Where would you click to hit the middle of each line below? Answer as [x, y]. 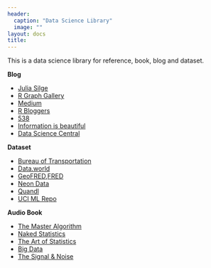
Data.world [34, 168]
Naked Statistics [42, 234]
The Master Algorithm [49, 226]
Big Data [30, 249]
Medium [30, 103]
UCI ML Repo [37, 199]
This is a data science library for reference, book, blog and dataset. [106, 60]
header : [19, 14]
